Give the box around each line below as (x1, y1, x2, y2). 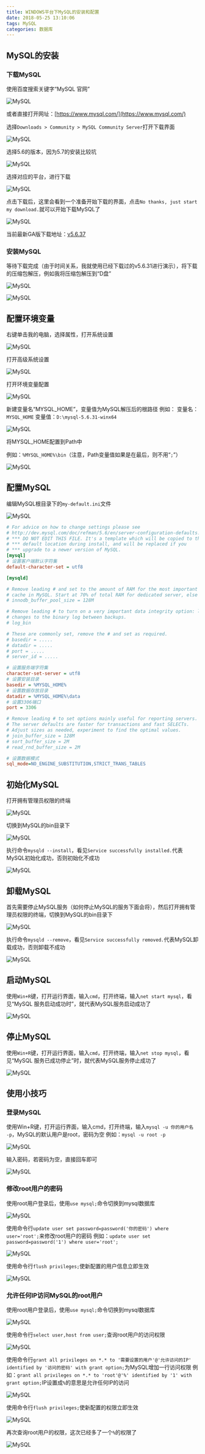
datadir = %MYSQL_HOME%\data (6, 693, 81, 699)
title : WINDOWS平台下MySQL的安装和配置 (6, 9, 99, 15)
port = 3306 (6, 705, 37, 711)
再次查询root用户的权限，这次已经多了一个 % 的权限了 (6, 1428, 137, 1436)
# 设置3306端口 (6, 699, 41, 705)
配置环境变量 (6, 313, 55, 324)
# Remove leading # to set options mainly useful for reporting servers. (6, 716, 198, 722)
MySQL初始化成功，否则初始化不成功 (6, 854, 100, 861)
